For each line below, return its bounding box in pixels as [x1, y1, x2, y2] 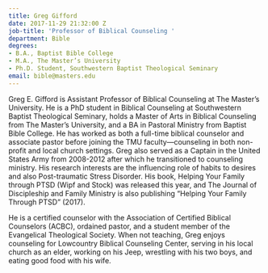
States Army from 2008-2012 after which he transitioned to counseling [8, 154, 244, 164]
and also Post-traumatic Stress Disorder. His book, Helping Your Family [8, 171, 245, 181]
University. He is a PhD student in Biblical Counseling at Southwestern [8, 103, 242, 112]
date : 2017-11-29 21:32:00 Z [8, 19, 107, 27]
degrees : [8, 42, 38, 50]
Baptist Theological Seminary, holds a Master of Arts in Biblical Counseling [8, 111, 257, 121]
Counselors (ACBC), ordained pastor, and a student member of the [8, 221, 230, 231]
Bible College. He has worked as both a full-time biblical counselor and [8, 128, 245, 138]
